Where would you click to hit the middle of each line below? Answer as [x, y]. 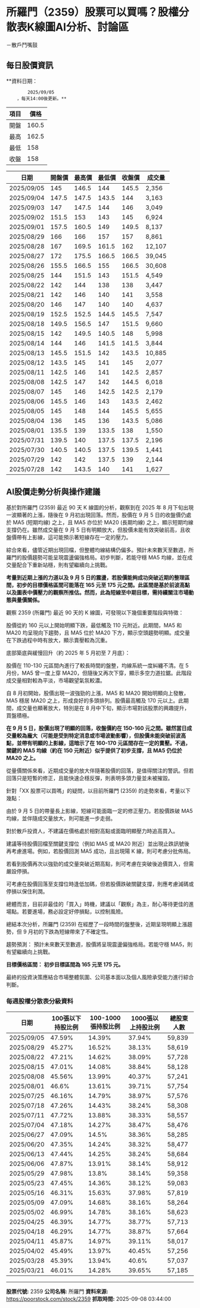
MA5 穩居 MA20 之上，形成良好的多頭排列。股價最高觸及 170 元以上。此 [95, 700]
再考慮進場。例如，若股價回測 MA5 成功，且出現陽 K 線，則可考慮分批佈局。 [100, 851]
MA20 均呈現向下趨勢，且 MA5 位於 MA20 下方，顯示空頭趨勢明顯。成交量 [98, 632]
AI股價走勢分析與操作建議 [53, 492]
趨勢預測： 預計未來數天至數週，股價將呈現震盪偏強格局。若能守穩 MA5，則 [99, 944]
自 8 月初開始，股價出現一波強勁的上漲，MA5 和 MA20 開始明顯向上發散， [98, 693]
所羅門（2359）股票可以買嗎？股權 [93, 12]
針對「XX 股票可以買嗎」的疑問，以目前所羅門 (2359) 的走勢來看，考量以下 [99, 790]
